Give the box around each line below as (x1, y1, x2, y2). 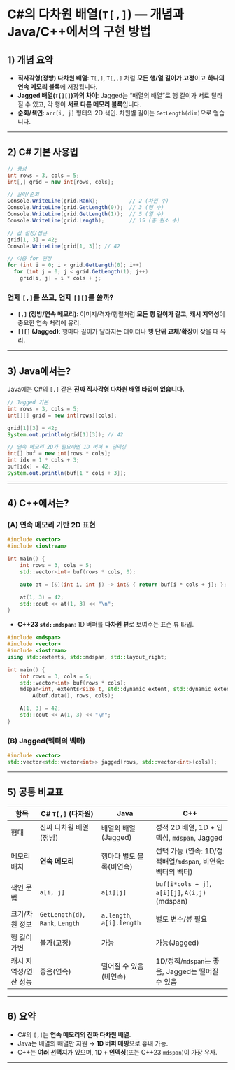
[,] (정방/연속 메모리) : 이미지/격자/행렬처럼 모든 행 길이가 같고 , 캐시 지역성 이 (17, 310, 225, 318)
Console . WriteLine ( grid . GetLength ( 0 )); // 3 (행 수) (7, 204, 164, 211)
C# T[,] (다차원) (41, 808, 94, 818)
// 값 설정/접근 (7, 229, 48, 236)
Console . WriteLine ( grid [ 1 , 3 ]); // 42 (7, 243, 120, 250)
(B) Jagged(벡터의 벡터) (7, 736, 86, 746)
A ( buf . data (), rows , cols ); (32, 692, 114, 699)
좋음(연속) (39, 966, 71, 976)
